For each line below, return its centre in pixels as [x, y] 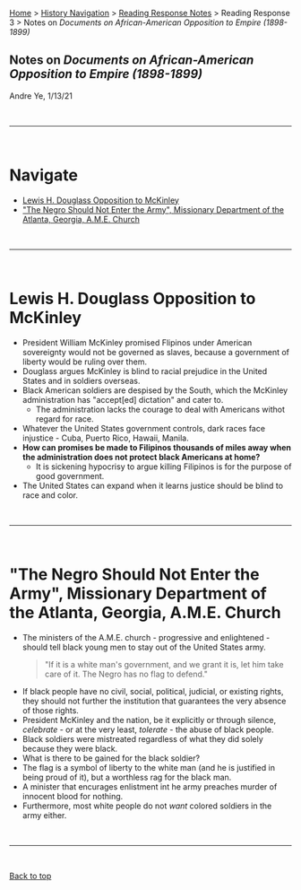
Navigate [44, 175]
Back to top [30, 876]
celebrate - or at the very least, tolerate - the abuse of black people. [148, 729]
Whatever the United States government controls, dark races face [144, 428]
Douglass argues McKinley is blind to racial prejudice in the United [145, 371]
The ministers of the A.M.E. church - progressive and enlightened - [146, 637]
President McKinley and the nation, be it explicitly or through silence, [149, 720]
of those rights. [50, 710]
